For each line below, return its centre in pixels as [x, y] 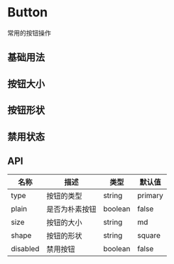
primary [150, 196]
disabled [25, 249]
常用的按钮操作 [29, 33]
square [149, 236]
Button [28, 12]
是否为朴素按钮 [71, 209]
